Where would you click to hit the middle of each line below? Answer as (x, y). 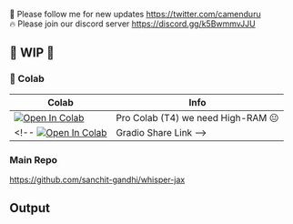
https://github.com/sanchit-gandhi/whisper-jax (97, 179)
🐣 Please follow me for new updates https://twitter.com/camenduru (135, 14)
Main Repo (33, 159)
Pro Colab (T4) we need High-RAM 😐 (197, 117)
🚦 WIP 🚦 (32, 53)
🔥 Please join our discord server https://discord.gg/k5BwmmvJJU (133, 24)
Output (30, 208)
